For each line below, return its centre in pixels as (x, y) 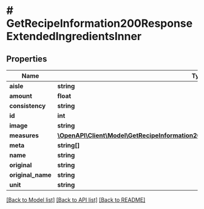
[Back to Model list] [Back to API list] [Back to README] (76, 200)
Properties (27, 59)
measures (24, 135)
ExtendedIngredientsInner (74, 36)
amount (21, 96)
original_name (30, 175)
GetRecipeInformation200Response (100, 23)
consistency (28, 106)
